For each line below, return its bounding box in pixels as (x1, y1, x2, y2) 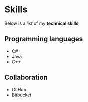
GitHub (11, 86, 27, 92)
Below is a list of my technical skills (4, 20, 79, 26)
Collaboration (4, 73, 48, 82)
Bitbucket (11, 92, 32, 98)
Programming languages (4, 35, 83, 43)
